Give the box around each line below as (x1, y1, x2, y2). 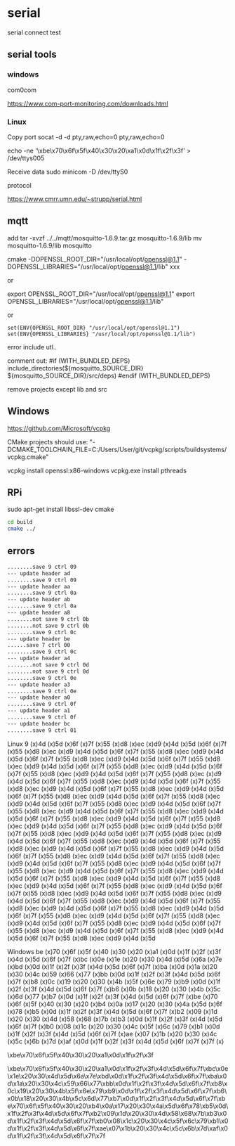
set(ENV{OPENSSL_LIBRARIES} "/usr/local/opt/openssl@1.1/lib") (7, 330, 196, 337)
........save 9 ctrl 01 (7, 726, 77, 734)
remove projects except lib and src (7, 385, 107, 393)
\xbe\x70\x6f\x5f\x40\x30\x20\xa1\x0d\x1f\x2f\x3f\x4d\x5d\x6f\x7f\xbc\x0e (7, 1064, 229, 1073)
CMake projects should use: (7, 437, 88, 446)
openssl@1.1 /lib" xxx (121, 262, 180, 271)
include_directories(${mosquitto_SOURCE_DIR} (7, 363, 144, 372)
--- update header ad (7, 569, 71, 577)
